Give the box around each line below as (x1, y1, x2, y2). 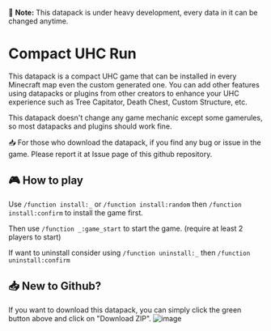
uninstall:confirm (8, 256, 70, 265)
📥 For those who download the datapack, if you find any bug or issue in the (8, 138, 261, 147)
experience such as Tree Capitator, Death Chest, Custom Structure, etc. (8, 97, 248, 107)
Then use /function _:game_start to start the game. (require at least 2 (8, 223, 243, 233)
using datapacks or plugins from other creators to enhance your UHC (8, 88, 240, 98)
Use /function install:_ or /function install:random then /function (8, 199, 242, 209)
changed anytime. (8, 16, 69, 26)
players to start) (8, 231, 61, 242)
